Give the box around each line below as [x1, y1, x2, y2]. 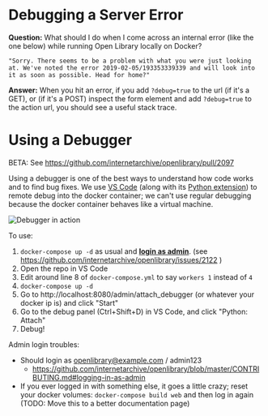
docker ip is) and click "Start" [19, 298, 119, 307]
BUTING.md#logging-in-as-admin [32, 372, 146, 382]
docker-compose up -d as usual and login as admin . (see [19, 246, 208, 256]
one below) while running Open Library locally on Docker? [8, 41, 202, 50]
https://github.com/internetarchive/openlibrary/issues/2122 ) [19, 255, 223, 264]
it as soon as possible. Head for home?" [8, 71, 151, 79]
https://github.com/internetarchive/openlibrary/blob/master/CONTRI [32, 363, 260, 374]
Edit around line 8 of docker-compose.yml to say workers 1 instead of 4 [19, 272, 253, 281]
